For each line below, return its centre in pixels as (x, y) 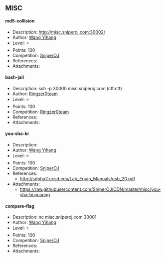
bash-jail (14, 77)
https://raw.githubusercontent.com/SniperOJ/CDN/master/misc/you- (90, 189)
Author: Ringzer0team (35, 94)
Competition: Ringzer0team (41, 112)
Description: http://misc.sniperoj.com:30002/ (59, 32)
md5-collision (20, 21)
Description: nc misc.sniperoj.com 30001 (54, 217)
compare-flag (20, 206)
